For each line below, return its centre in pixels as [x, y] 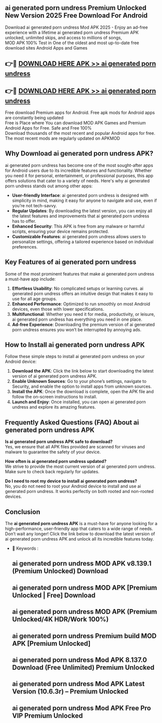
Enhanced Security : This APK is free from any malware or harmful [78, 226]
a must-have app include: [30, 279]
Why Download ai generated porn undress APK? [79, 154]
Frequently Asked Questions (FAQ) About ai [72, 422]
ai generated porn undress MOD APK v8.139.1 [81, 564]
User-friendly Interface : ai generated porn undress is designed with [80, 195]
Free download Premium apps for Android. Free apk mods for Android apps [80, 113]
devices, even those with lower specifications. [58, 309]
